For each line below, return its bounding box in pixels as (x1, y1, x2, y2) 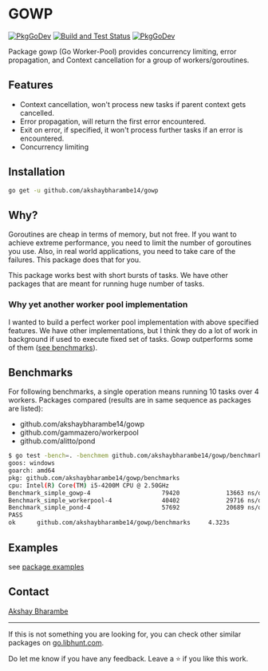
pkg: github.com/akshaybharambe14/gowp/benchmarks (8, 474, 180, 482)
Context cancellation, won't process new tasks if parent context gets (19, 99, 246, 109)
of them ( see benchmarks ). (8, 343, 98, 352)
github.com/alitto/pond (19, 436, 96, 446)
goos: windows (8, 459, 56, 467)
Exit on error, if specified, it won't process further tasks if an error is (19, 125, 243, 134)
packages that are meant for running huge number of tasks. (8, 279, 205, 288)
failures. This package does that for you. (8, 255, 141, 264)
